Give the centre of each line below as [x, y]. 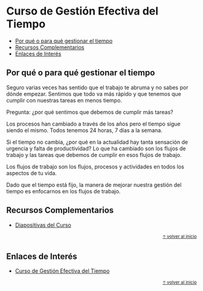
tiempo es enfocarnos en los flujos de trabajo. [63, 191]
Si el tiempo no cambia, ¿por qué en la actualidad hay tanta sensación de [97, 142]
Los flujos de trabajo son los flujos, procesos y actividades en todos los [95, 166]
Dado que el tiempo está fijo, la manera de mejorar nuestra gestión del [94, 185]
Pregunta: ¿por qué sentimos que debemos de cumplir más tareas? [90, 112]
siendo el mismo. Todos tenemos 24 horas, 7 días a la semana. [85, 130]
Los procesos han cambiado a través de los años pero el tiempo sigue [93, 124]
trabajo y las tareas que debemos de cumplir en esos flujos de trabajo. [94, 155]
